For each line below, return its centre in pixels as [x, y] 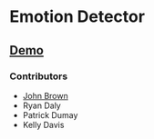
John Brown [45, 95]
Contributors [39, 76]
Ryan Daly [41, 105]
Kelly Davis [43, 124]
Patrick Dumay [50, 114]
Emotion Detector [77, 17]
